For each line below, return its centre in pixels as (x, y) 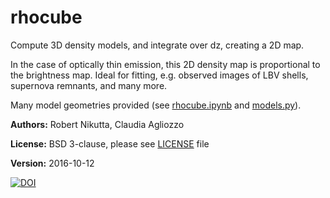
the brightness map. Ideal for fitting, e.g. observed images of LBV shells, (159, 75)
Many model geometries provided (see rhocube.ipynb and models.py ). (156, 105)
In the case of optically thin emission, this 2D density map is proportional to (165, 64)
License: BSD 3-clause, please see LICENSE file (110, 143)
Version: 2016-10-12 (52, 163)
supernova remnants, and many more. (89, 85)
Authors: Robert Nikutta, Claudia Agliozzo (97, 124)
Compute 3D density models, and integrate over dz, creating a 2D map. (157, 45)
